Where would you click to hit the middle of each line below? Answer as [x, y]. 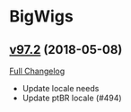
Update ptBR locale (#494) [72, 98]
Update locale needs [61, 88]
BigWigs [41, 17]
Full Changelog [37, 71]
